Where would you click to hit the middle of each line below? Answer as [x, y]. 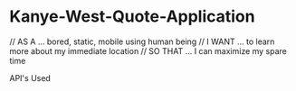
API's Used [30, 77]
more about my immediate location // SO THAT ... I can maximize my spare [148, 50]
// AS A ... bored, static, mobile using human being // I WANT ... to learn [142, 41]
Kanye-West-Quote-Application [132, 17]
